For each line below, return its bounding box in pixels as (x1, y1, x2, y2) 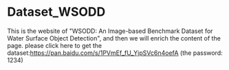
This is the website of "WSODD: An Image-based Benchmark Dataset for (7, 27, 213, 35)
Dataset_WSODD (7, 4, 106, 20)
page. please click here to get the (7, 41, 102, 49)
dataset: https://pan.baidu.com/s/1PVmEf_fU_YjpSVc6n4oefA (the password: (7, 49, 223, 57)
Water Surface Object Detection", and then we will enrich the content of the (7, 34, 221, 42)
